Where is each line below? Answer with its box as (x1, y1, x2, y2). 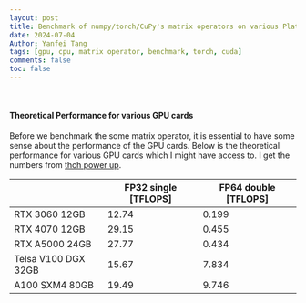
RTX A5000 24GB (14, 238, 92, 251)
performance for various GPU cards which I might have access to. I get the (9, 150, 291, 161)
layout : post (9, 13, 59, 23)
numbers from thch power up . (9, 160, 122, 171)
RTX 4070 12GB (14, 223, 86, 235)
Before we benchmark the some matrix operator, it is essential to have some (9, 131, 295, 141)
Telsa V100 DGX (14, 253, 86, 266)
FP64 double (219, 182, 276, 194)
